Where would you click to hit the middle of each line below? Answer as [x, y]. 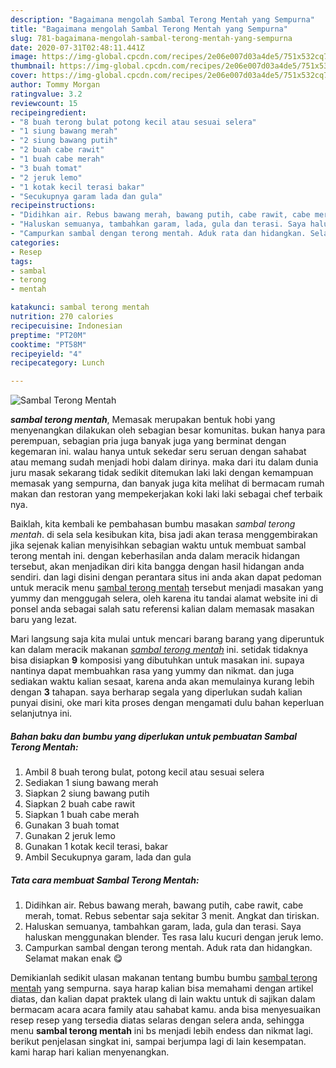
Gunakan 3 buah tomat [72, 825]
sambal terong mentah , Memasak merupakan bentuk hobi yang [143, 420]
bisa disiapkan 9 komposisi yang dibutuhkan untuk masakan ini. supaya [157, 660]
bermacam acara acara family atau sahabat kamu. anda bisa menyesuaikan [165, 1010]
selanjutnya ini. [41, 713]
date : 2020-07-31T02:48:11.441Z [77, 47]
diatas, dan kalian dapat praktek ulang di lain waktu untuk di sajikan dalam [163, 999]
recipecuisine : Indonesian [66, 326]
